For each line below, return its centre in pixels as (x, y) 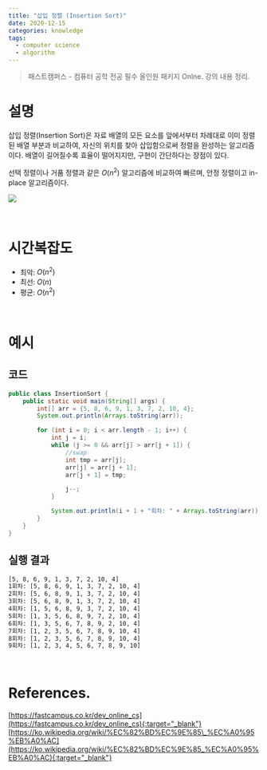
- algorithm (35, 53)
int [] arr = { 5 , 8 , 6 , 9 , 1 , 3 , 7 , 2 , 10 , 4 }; (116, 409)
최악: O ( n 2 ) (37, 271)
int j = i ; (69, 438)
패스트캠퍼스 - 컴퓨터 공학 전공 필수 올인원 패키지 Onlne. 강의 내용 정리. (139, 76)
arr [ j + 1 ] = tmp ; (96, 475)
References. (49, 693)
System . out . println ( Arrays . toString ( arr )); (110, 416)
